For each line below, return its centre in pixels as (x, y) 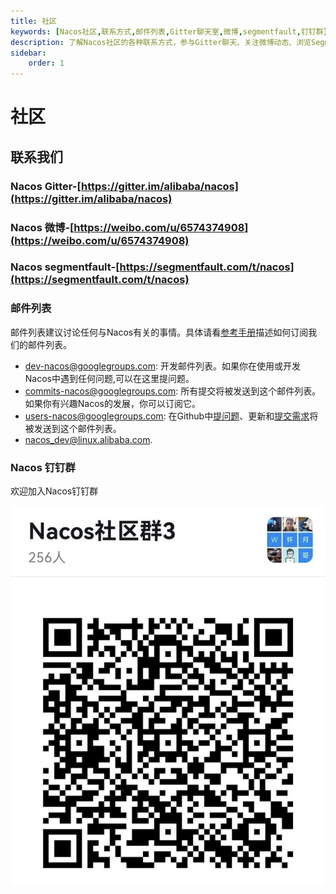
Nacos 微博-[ (42, 227)
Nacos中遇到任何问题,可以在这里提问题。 (109, 378)
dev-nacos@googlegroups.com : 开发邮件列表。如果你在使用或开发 (162, 366)
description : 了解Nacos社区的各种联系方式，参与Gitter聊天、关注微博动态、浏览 (161, 42)
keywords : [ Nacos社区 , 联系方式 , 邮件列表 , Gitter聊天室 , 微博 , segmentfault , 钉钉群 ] (169, 31)
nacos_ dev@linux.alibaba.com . (88, 439)
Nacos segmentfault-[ (65, 267)
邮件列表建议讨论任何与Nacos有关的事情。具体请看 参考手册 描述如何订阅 (159, 332)
